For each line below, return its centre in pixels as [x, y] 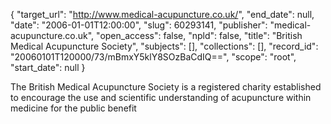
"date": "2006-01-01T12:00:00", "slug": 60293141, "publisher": [139, 25]
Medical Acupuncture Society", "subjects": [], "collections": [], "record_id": [164, 46]
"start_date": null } [48, 67]
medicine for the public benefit [73, 108]
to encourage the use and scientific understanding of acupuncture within [161, 97]
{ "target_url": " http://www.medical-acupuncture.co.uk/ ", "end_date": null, [162, 14]
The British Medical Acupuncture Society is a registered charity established [166, 87]
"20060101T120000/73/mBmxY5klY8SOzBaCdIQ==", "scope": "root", [153, 57]
